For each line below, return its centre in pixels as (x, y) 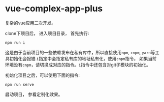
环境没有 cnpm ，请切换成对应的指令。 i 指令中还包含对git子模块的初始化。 (78, 65)
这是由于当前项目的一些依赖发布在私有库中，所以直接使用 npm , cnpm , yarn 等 (80, 52)
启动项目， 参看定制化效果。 (34, 94)
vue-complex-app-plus (54, 9)
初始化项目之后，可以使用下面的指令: (43, 75)
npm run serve (20, 84)
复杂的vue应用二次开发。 (31, 23)
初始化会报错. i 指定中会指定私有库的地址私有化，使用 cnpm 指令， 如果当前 (83, 58)
